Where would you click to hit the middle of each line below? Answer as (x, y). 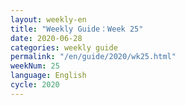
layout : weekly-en (48, 19)
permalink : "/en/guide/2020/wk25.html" (93, 57)
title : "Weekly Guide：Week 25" (77, 29)
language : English (48, 76)
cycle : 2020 (35, 85)
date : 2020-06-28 (46, 38)
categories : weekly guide (64, 47)
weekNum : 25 (35, 66)
